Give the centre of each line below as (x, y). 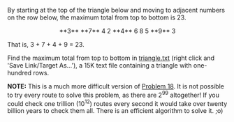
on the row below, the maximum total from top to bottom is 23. (97, 17)
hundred (20, 73)
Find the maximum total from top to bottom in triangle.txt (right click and (111, 58)
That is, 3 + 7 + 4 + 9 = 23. (46, 44)
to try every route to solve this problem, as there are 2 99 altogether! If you (114, 94)
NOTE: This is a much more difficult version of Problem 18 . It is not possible (116, 86)
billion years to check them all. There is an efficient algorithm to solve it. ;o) (115, 111)
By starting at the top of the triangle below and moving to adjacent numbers (116, 10)
